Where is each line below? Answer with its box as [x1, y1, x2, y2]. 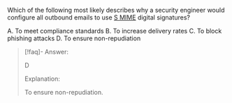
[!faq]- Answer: [24, 48, 68, 56]
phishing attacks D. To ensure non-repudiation [7, 34, 141, 42]
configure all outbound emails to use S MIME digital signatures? [7, 13, 191, 22]
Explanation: [24, 74, 61, 83]
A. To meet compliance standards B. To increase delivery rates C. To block [7, 27, 222, 35]
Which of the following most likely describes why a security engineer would [7, 6, 225, 14]
